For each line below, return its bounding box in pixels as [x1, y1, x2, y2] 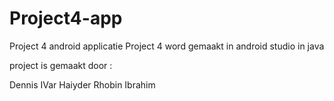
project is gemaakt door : [9, 59, 113, 71]
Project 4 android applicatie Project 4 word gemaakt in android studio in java [9, 40, 325, 52]
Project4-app [9, 7, 123, 30]
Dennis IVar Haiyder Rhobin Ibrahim [9, 78, 156, 91]
